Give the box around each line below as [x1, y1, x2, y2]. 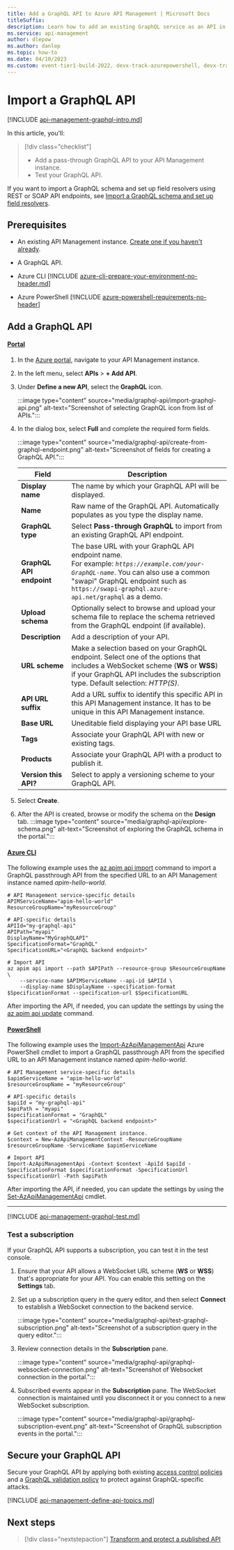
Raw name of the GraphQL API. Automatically [71, 501, 219, 511]
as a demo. [126, 592, 163, 601]
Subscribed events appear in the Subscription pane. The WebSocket [17, 1386, 216, 1394]
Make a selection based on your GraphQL [71, 643, 208, 653]
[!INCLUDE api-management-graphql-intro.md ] [7, 115, 143, 123]
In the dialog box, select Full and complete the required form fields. [17, 424, 210, 432]
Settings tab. [17, 1281, 56, 1290]
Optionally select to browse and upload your [71, 603, 216, 612]
